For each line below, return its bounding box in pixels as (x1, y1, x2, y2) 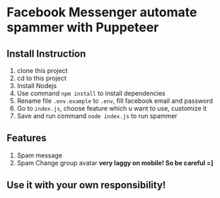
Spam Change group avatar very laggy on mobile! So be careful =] (16, 158, 214, 167)
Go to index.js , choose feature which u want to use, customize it (16, 104, 207, 112)
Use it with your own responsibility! (6, 179, 166, 192)
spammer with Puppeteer (6, 19, 159, 35)
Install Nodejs (16, 82, 57, 89)
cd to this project (16, 74, 66, 82)
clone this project (16, 67, 68, 75)
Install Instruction (6, 48, 86, 60)
